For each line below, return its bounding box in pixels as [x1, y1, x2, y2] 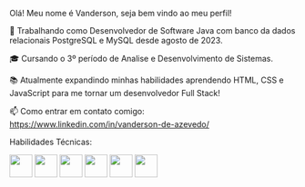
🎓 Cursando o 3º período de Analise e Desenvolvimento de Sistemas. [9, 54, 273, 64]
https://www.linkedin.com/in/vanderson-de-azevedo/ [9, 119, 209, 130]
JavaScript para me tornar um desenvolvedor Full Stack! [9, 88, 221, 98]
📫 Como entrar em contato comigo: [9, 106, 145, 116]
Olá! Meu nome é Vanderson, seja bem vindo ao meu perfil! [9, 8, 232, 18]
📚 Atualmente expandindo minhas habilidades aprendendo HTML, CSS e [9, 74, 284, 85]
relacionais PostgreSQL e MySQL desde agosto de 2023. [9, 35, 223, 45]
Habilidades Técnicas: [9, 136, 93, 147]
